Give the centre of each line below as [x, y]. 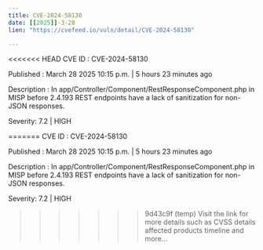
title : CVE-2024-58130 [45, 15]
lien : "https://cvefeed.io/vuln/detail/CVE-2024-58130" [101, 30]
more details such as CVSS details [200, 222]
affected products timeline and [194, 230]
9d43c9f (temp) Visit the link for [197, 214]
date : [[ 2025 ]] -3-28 [42, 23]
